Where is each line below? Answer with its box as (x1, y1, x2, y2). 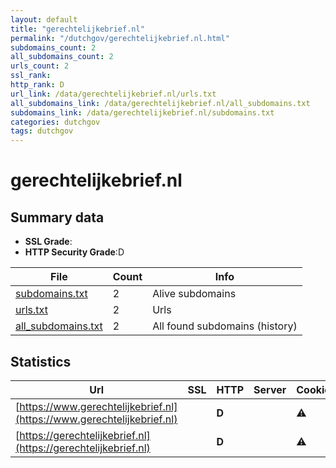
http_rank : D (10, 80, 65, 90)
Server (253, 382, 287, 396)
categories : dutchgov (10, 117, 101, 127)
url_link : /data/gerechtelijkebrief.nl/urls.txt (10, 89, 217, 99)
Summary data (10, 209, 105, 226)
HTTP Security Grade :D (24, 246, 125, 258)
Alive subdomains (152, 287, 237, 301)
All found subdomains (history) (152, 319, 298, 333)
